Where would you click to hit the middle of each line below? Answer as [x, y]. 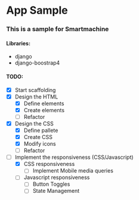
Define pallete [41, 130]
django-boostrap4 [37, 63]
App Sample [37, 10]
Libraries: [18, 43]
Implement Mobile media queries [73, 171]
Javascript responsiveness [57, 177]
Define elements [44, 103]
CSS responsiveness [49, 164]
